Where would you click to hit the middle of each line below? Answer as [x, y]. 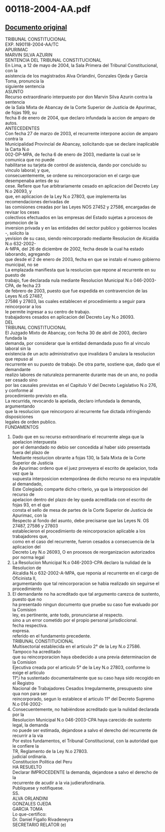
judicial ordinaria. [30, 756]
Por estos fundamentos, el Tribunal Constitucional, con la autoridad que [85, 741]
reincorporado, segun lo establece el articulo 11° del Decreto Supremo [83, 699]
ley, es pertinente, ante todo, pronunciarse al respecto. [68, 615]
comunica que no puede [30, 160]
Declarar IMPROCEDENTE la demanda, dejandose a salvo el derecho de [85, 772]
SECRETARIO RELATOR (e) [39, 825]
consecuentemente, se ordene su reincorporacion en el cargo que [72, 175]
